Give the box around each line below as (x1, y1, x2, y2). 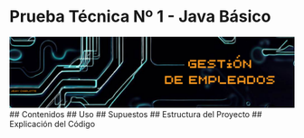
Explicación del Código (9, 118, 96, 129)
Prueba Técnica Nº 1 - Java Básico (9, 6, 271, 27)
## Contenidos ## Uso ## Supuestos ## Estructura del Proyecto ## (9, 108, 262, 119)
